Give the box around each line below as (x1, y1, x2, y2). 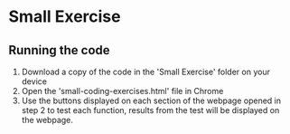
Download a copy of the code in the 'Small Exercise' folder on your (21, 66, 270, 77)
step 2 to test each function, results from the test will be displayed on (21, 105, 280, 115)
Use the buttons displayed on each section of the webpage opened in (21, 95, 282, 106)
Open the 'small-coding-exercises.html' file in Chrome (21, 86, 224, 96)
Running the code (8, 43, 110, 58)
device (21, 76, 47, 87)
